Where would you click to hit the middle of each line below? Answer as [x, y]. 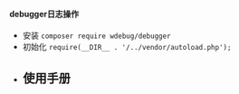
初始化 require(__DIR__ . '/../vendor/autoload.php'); [127, 47]
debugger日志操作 [44, 14]
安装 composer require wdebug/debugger [96, 35]
